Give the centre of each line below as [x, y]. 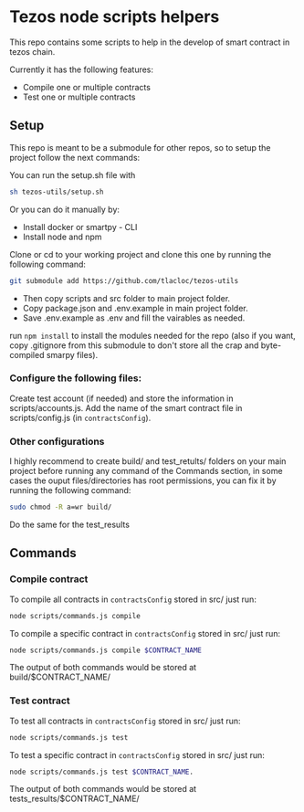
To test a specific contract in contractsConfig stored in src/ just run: [137, 754]
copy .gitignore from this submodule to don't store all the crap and [134, 345]
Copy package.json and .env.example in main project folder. [135, 308]
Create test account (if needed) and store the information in [122, 398]
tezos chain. [32, 51]
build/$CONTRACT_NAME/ [60, 677]
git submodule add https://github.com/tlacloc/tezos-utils [124, 280]
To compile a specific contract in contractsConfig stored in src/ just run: [145, 633]
